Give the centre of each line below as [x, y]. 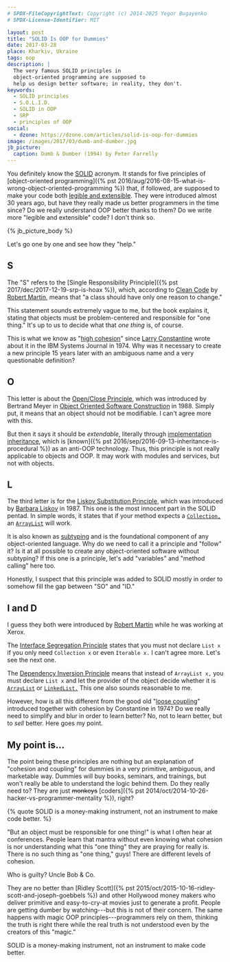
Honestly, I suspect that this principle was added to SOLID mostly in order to [115, 579]
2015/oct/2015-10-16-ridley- [176, 888]
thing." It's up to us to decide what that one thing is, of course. [95, 325]
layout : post [26, 32]
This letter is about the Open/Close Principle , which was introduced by [107, 398]
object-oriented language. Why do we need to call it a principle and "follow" [114, 544]
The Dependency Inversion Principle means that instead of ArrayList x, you [116, 673]
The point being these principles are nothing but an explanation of [101, 762]
